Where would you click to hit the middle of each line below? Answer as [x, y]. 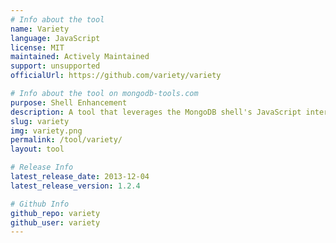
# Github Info [40, 204]
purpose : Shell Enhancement [69, 102]
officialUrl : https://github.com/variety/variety [116, 76]
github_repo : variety [55, 213]
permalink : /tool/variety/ [66, 140]
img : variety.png [46, 131]
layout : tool [37, 149]
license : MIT [37, 47]
